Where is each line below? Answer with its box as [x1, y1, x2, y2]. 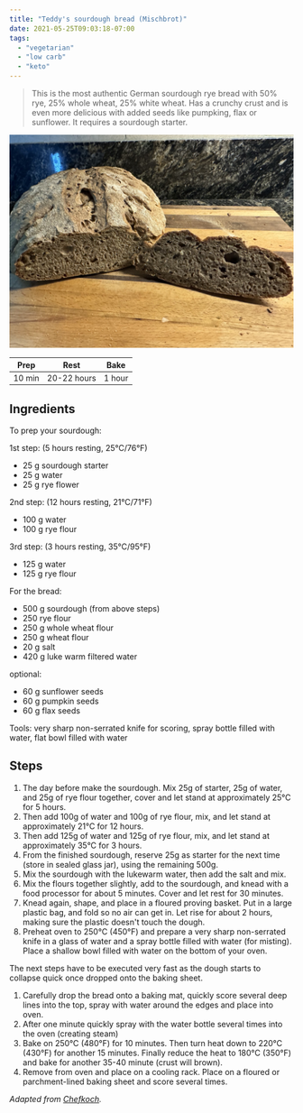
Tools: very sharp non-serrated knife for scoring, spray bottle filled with [9, 722, 275, 734]
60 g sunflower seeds [22, 686, 104, 697]
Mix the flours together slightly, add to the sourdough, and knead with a [22, 878, 289, 888]
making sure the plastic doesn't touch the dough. [22, 916, 206, 927]
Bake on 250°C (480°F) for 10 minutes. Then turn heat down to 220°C [22, 1037, 282, 1048]
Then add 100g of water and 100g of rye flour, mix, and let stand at [22, 811, 271, 822]
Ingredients [9, 401, 76, 417]
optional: [9, 668, 42, 680]
